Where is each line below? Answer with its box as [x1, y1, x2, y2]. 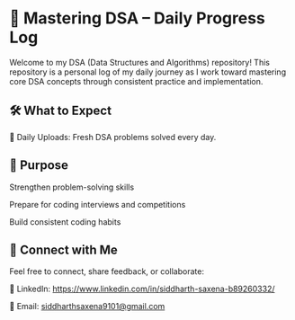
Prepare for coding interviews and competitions [9, 199, 186, 209]
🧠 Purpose [9, 157, 69, 173]
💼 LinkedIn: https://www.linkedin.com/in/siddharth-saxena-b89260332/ [9, 283, 275, 295]
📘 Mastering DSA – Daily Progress [9, 8, 265, 29]
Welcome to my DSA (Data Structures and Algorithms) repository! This [9, 57, 270, 67]
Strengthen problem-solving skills [9, 182, 135, 192]
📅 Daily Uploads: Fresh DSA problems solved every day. [9, 131, 217, 142]
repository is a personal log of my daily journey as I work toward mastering [9, 67, 286, 77]
